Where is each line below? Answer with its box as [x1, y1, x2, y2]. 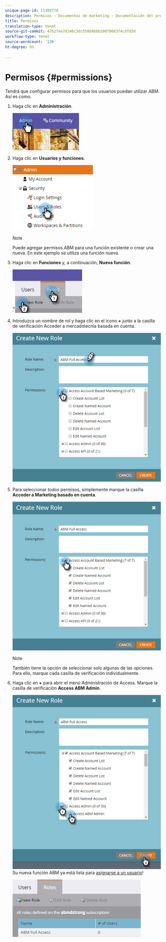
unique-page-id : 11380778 [5, 8, 58, 13]
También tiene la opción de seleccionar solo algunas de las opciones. [12, 665, 154, 671]
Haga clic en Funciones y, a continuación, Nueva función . [12, 259, 131, 265]
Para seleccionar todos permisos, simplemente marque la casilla [12, 486, 144, 493]
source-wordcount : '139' [5, 40, 56, 45]
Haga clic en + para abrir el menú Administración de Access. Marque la [12, 679, 158, 686]
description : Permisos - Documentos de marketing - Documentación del [5, 13, 154, 18]
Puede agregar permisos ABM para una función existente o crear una [12, 244, 154, 250]
